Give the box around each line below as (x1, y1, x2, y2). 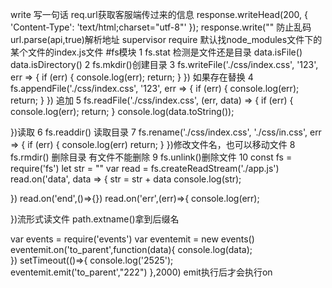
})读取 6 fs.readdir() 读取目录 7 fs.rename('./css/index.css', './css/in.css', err (10, 126, 322, 138)
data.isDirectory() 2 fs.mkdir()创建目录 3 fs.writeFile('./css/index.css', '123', (10, 59, 319, 70)
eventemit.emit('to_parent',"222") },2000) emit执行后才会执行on (10, 266, 273, 278)
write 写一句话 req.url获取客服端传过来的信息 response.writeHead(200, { (10, 9, 308, 20)
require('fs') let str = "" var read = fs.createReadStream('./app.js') (10, 163, 280, 174)
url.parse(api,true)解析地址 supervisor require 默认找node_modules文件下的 (10, 34, 323, 45)
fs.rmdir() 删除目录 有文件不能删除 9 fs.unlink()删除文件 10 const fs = (10, 151, 293, 163)
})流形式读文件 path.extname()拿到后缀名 (10, 213, 180, 225)
